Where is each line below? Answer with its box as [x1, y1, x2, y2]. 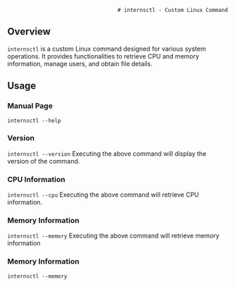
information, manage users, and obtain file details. [7, 59, 153, 68]
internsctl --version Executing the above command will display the [7, 149, 207, 158]
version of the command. [7, 157, 80, 165]
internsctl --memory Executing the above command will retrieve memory [7, 231, 220, 240]
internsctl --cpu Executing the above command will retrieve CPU [7, 190, 199, 199]
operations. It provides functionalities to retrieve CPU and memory [7, 51, 199, 60]
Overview [7, 25, 51, 38]
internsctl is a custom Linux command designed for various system [7, 44, 206, 53]
